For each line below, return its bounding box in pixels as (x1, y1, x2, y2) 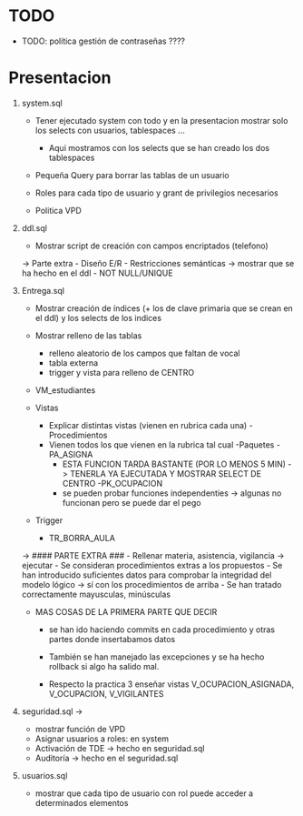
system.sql (21, 97, 63, 108)
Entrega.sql (21, 285, 65, 296)
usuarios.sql (21, 770, 68, 781)
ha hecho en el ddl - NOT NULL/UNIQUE (21, 267, 173, 278)
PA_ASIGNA (48, 448, 93, 459)
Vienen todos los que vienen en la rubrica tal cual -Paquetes (48, 438, 275, 450)
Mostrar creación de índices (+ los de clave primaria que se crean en (34, 302, 294, 314)
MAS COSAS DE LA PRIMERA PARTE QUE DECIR (34, 606, 218, 617)
